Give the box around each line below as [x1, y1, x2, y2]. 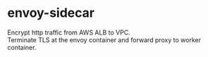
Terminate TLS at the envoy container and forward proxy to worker [7, 35, 201, 44]
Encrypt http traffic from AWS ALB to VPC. [7, 28, 130, 37]
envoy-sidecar [7, 5, 95, 21]
